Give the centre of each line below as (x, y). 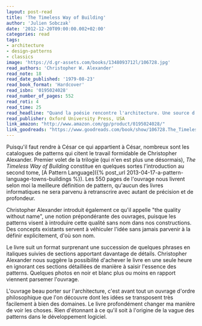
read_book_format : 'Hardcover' (45, 85)
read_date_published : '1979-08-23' (51, 79)
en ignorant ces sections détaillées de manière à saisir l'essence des (91, 267)
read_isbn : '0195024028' (37, 91)
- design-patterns (29, 51)
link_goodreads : (26, 130)
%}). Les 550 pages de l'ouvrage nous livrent (129, 179)
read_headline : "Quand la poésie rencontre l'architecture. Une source (98, 113)
